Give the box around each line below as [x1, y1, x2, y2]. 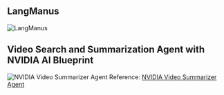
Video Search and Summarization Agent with [7, 44, 205, 56]
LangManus [7, 6, 60, 17]
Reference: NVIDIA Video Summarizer [109, 72, 217, 81]
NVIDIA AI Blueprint [7, 54, 94, 66]
